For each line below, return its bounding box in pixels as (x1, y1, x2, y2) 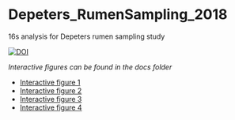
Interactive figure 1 (19, 77, 81, 87)
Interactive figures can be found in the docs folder (8, 62, 172, 72)
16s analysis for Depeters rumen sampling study (8, 32, 165, 41)
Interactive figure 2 (19, 85, 82, 96)
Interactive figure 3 (19, 94, 82, 103)
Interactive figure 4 (19, 103, 82, 112)
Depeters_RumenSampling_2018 (8, 6, 228, 24)
